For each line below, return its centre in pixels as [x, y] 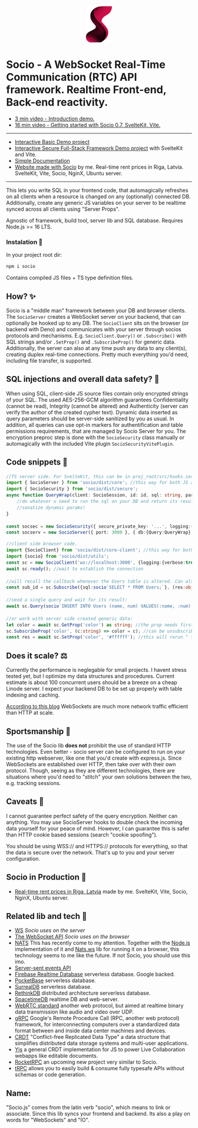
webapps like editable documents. [56, 1056]
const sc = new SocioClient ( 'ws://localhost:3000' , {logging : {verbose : [96, 563]
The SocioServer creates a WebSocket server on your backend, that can [94, 316]
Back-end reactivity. [57, 102]
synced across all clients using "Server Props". [63, 209]
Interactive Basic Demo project [52, 142]
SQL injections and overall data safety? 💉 [83, 379]
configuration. [23, 858]
